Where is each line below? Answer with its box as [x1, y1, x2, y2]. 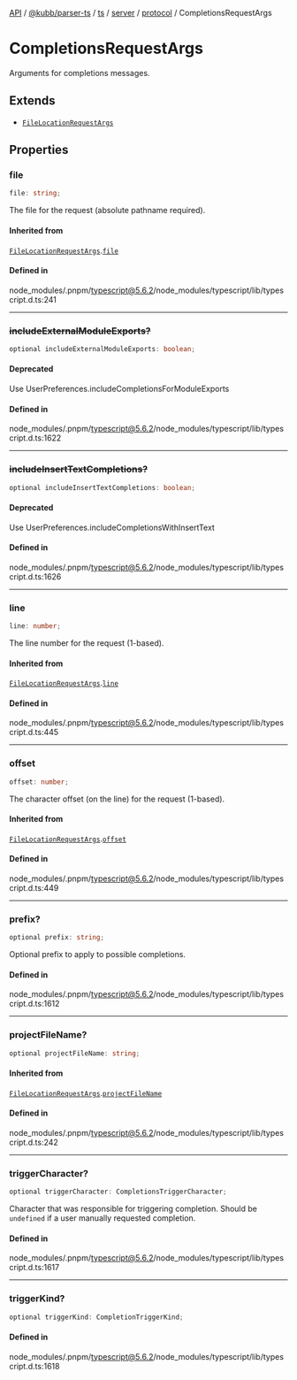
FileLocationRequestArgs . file [9, 245, 119, 256]
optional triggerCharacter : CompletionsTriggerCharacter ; [9, 1187, 227, 1197]
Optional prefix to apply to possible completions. [9, 949, 186, 960]
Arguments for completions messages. [9, 67, 150, 78]
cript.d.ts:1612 [9, 999, 60, 1009]
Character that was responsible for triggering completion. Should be [9, 1203, 258, 1215]
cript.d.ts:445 [9, 727, 59, 738]
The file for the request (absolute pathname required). [9, 205, 206, 216]
